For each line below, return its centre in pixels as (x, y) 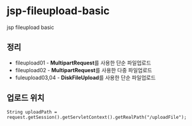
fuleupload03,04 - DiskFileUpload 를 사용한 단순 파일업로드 (85, 77)
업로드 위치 (26, 98)
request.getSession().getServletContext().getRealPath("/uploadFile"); (97, 117)
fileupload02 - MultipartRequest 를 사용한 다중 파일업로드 (84, 70)
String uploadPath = (32, 112)
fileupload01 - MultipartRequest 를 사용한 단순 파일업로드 (83, 63)
